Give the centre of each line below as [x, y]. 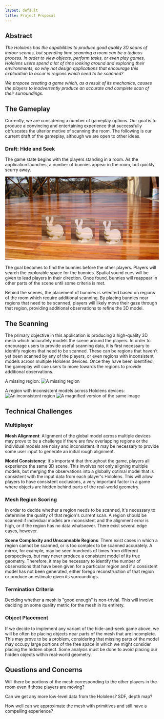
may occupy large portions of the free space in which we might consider [78, 644]
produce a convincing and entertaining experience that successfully [74, 126]
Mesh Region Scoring [31, 500]
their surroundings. [24, 93]
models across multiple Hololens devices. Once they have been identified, [80, 361]
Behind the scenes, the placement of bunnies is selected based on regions [80, 293]
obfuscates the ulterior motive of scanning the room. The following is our [79, 131]
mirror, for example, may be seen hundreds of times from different [72, 551]
